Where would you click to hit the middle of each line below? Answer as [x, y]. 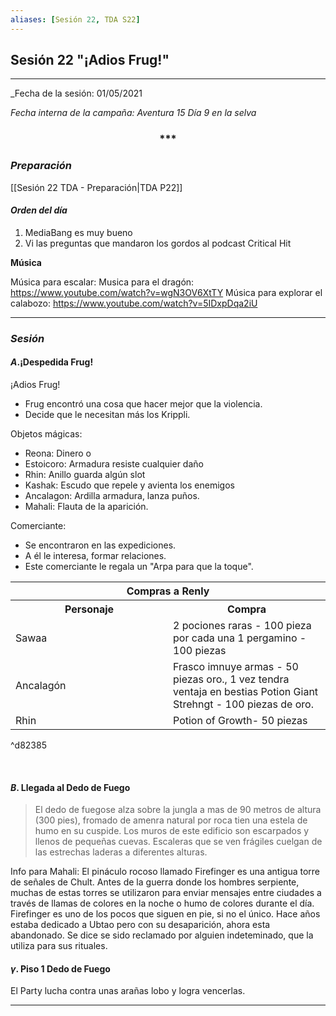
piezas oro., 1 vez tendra [231, 679]
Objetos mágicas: [46, 433]
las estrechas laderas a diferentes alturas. [121, 852]
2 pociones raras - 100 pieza [242, 625]
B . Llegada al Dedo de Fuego [70, 787]
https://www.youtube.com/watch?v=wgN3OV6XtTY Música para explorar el [166, 292]
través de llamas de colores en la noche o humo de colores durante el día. [162, 903]
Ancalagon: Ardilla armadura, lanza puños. [112, 495]
